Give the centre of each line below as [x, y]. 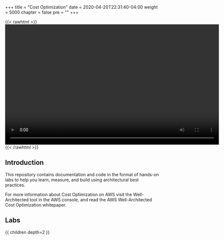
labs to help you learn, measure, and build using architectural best [72, 180]
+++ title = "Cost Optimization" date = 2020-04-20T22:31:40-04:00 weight [82, 7]
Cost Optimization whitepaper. [36, 205]
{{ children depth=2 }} [28, 232]
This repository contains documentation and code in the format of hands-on [82, 174]
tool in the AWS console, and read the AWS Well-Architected [91, 200]
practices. [15, 185]
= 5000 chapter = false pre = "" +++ [42, 12]
